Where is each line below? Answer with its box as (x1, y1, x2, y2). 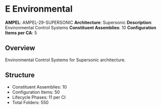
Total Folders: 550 (12, 99, 49, 105)
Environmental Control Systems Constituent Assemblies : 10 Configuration (5, 24, 157, 30)
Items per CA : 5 (5, 30, 38, 36)
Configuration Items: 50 (12, 89, 60, 95)
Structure (5, 71, 35, 79)
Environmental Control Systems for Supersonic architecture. (5, 57, 126, 63)
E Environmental (5, 3, 73, 15)
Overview (5, 44, 36, 52)
